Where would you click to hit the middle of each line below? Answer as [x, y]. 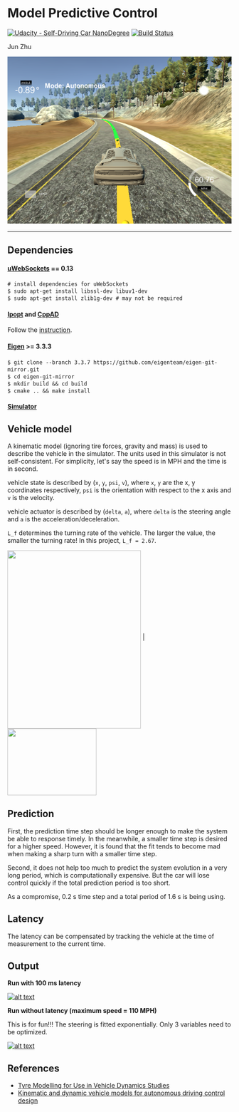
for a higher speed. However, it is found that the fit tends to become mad [114, 846]
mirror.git [23, 369]
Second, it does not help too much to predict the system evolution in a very [117, 868]
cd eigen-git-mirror [44, 376]
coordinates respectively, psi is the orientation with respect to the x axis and [119, 490]
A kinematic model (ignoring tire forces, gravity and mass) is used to [107, 446]
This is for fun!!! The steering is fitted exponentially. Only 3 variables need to [119, 1024]
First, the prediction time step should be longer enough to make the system [117, 831]
